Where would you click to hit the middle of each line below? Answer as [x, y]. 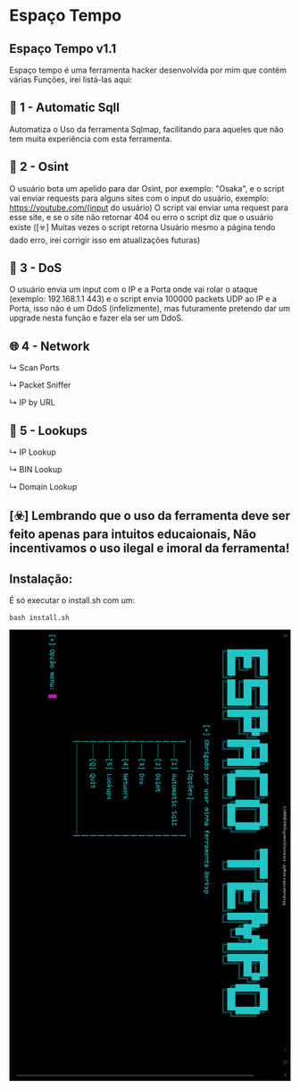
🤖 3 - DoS [36, 268]
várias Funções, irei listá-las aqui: [71, 80]
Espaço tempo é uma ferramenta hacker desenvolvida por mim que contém [148, 70]
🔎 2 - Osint [39, 167]
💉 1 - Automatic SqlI [65, 108]
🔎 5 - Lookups [48, 430]
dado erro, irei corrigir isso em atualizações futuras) [105, 240]
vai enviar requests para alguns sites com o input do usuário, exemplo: [139, 198]
